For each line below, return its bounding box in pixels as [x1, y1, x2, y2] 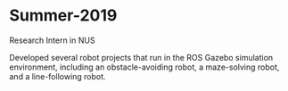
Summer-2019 [9, 5, 118, 26]
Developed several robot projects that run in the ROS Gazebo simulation [9, 52, 274, 62]
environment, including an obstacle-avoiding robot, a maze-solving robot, [9, 62, 280, 72]
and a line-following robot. [9, 70, 106, 81]
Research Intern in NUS [9, 35, 95, 45]
